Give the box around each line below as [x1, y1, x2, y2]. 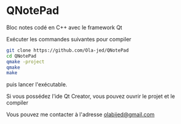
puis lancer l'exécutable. [6, 81, 68, 88]
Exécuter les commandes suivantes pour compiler [6, 35, 132, 43]
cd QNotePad [6, 53, 36, 59]
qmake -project [6, 58, 45, 64]
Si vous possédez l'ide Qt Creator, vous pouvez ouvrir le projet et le [6, 92, 175, 100]
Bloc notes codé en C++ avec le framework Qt [6, 24, 123, 31]
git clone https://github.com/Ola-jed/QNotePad [6, 47, 129, 53]
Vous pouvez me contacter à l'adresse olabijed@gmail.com [6, 111, 155, 119]
